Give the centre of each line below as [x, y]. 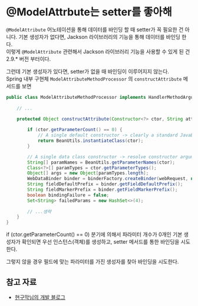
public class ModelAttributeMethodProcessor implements [76, 97]
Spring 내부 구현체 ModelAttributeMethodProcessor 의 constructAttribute [94, 79]
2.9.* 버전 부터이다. [29, 59]
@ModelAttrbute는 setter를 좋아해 [89, 12]
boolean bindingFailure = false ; [68, 195]
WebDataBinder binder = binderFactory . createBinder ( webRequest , [108, 179]
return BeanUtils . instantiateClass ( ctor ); [90, 141]
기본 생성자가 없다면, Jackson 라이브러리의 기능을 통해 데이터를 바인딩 [100, 36]
